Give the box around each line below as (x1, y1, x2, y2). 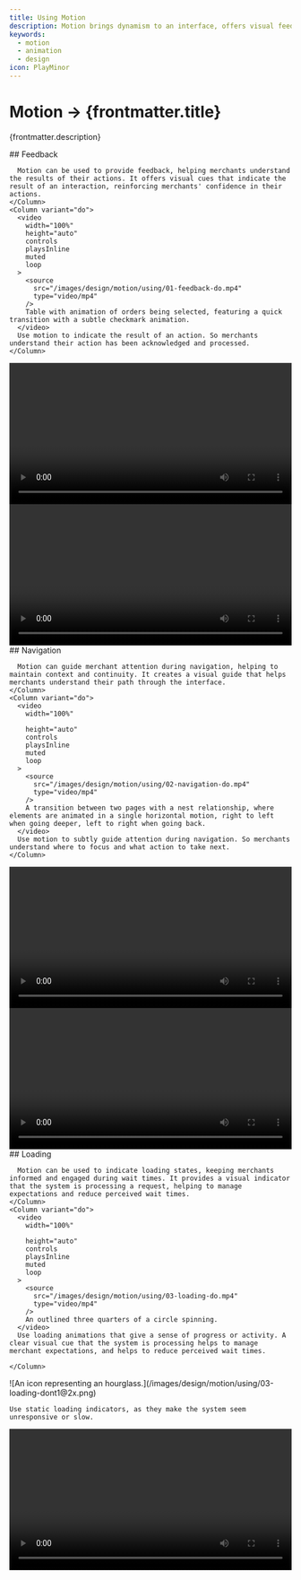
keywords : (9, 30, 47, 39)
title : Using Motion (9, 13, 87, 22)
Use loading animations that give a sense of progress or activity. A (17, 1331, 287, 1340)
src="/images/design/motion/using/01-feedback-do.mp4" (32, 283, 243, 292)
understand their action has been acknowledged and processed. (9, 338, 251, 348)
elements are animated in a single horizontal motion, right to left (9, 811, 275, 820)
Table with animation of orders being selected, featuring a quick (25, 307, 282, 317)
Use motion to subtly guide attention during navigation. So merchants (17, 835, 291, 844)
